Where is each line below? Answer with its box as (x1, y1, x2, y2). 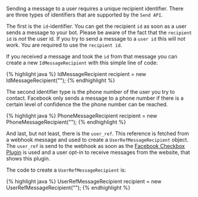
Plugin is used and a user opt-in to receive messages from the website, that (6, 149, 190, 156)
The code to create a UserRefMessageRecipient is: (6, 166, 126, 173)
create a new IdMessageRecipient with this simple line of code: (6, 59, 158, 66)
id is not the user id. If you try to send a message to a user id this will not (6, 35, 186, 42)
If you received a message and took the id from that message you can (6, 53, 177, 60)
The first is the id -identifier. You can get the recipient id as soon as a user (6, 23, 187, 29)
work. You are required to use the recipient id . (6, 41, 122, 48)
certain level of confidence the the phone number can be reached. (6, 101, 168, 108)
